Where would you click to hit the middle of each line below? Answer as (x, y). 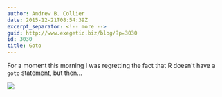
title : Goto (24, 46)
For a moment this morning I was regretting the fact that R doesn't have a (111, 65)
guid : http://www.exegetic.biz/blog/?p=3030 (72, 33)
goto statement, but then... (45, 73)
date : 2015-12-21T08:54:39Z (48, 20)
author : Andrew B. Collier (46, 14)
